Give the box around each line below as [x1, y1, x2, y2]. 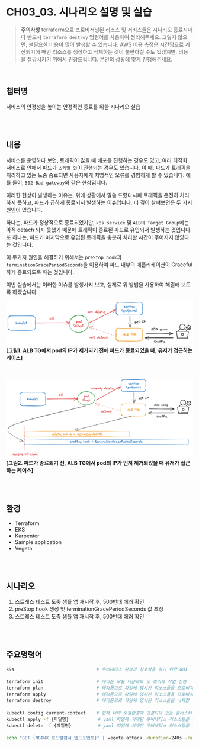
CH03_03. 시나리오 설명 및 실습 [6, 5, 152, 19]
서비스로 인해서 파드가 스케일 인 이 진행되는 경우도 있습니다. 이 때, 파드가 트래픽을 [6, 164, 191, 171]
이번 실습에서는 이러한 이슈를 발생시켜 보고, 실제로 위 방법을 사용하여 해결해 [6, 281, 180, 288]
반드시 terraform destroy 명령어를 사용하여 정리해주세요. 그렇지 [27, 33, 176, 40]
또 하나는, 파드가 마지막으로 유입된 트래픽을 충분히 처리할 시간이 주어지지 [6, 233, 174, 240]
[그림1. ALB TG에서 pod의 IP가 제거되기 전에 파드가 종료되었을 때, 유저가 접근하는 [6, 347, 193, 354]
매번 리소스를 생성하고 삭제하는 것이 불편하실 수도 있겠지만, [41, 48, 178, 55]
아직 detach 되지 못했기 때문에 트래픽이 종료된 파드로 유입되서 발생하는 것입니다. [6, 226, 192, 233]
